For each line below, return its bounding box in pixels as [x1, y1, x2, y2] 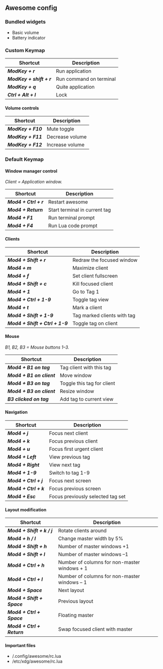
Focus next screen [49, 477, 91, 484]
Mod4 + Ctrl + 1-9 [7, 296, 51, 303]
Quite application [55, 83, 95, 90]
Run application [55, 68, 92, 74]
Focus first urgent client [49, 446, 103, 452]
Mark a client [72, 304, 102, 311]
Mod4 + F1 [7, 214, 33, 221]
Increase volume [47, 141, 85, 148]
